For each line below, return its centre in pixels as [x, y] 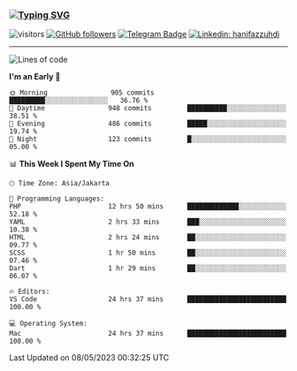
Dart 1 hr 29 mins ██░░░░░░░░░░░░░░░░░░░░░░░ [148, 269]
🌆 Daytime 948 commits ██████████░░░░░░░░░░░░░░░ [148, 109]
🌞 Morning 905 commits [82, 93]
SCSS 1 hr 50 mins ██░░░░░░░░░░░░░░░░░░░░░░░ [148, 253]
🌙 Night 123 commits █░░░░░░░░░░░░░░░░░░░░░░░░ [148, 140]
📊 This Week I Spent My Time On [72, 164]
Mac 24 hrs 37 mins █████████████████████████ [148, 334]
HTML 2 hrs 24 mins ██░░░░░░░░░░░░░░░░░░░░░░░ [148, 238]
